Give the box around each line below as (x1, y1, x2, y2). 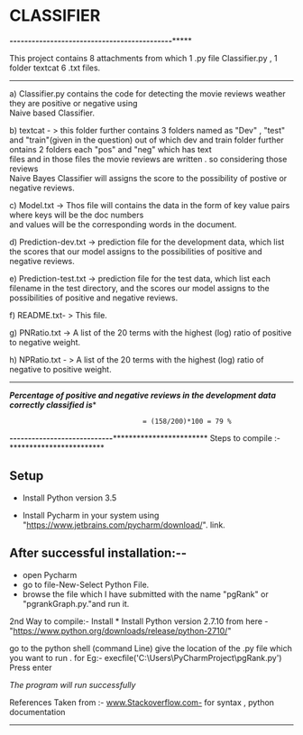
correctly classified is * (9, 399, 97, 410)
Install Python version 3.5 (22, 492, 117, 503)
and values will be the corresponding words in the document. (9, 218, 237, 230)
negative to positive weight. (9, 363, 112, 374)
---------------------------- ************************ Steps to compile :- (9, 432, 281, 443)
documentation (9, 706, 66, 717)
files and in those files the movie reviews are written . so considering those (9, 153, 288, 164)
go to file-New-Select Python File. (22, 579, 150, 590)
